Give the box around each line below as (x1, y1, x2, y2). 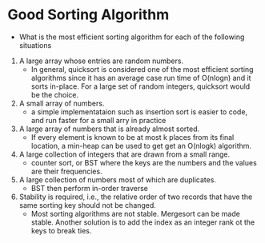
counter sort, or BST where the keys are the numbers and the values (30, 157, 257, 167)
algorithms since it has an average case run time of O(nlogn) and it (30, 73, 251, 82)
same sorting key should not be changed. (18, 200, 157, 209)
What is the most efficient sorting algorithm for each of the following (18, 32, 245, 42)
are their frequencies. (30, 166, 102, 176)
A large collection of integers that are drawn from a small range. (18, 149, 231, 159)
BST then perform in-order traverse (30, 183, 149, 193)
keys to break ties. (30, 225, 92, 235)
